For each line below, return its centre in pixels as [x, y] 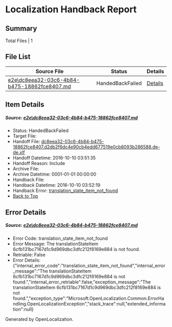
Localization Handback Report [71, 9]
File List [18, 57]
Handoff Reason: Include [39, 163]
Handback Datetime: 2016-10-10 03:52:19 [57, 185]
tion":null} [23, 309]
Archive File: [26, 169]
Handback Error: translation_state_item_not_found [65, 190]
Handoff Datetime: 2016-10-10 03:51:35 [54, 158]
